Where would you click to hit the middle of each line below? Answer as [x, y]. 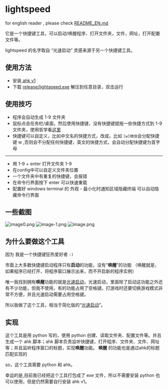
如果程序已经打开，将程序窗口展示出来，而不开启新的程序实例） [71, 271]
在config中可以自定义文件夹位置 [45, 170]
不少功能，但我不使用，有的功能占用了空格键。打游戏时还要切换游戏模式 [84, 288]
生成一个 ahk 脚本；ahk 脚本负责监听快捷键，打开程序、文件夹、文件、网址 [82, 341]
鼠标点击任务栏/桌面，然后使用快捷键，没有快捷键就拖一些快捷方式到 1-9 [87, 123]
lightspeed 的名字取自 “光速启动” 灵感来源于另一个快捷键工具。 [70, 50]
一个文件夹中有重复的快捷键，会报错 [50, 176]
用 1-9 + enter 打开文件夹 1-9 [42, 163]
